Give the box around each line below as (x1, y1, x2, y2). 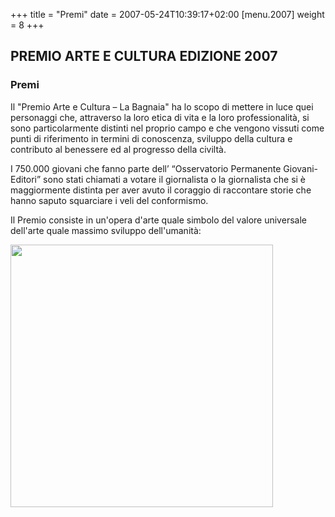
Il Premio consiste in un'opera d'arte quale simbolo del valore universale (10, 214, 307, 226)
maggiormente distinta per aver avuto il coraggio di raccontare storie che (10, 184, 312, 196)
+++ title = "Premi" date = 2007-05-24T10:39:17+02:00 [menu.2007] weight (10, 9, 325, 20)
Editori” (10, 173, 42, 185)
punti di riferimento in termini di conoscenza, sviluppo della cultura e (10, 132, 293, 144)
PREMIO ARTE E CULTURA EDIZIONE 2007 (10, 48, 278, 65)
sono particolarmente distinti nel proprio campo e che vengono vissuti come (10, 122, 325, 134)
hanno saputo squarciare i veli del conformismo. (10, 194, 209, 206)
